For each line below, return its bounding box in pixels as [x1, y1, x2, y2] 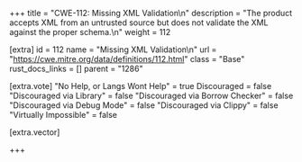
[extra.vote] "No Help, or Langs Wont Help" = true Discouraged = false [9, 81, 272, 91]
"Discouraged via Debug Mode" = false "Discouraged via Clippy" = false [9, 100, 279, 111]
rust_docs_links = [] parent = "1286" [9, 63, 143, 74]
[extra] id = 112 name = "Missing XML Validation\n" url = [9, 44, 217, 55]
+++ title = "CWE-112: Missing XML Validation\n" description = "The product [9, 8, 293, 18]
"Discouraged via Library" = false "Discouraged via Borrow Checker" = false [9, 90, 294, 101]
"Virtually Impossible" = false [9, 110, 117, 120]
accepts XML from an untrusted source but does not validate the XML [9, 17, 269, 28]
